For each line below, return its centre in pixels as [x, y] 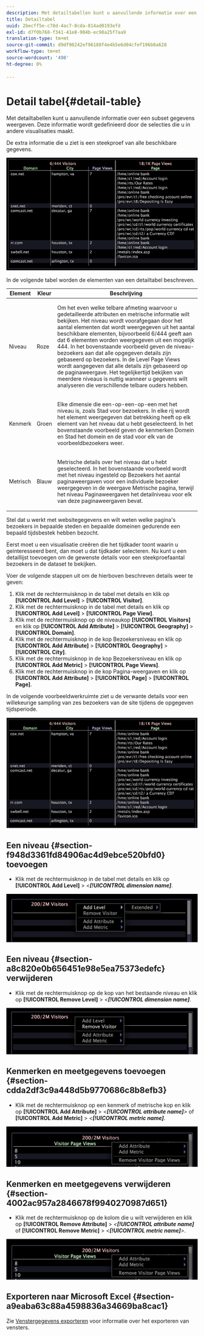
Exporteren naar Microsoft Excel [69, 1297]
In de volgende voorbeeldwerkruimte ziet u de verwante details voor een [97, 696]
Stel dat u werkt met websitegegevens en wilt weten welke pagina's [91, 519]
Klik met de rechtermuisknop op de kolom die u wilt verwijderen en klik [104, 1218]
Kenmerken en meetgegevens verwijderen [89, 1184]
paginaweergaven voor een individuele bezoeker [118, 481]
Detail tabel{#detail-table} [74, 101]
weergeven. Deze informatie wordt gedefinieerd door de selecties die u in [98, 125]
